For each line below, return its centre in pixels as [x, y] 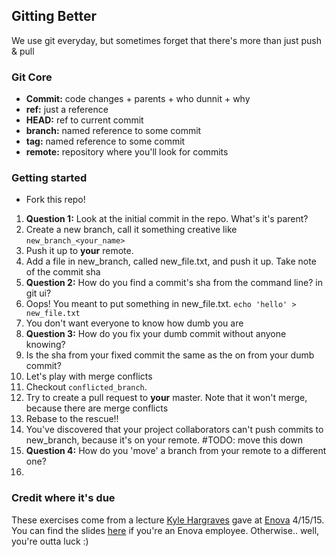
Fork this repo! [55, 200]
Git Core [32, 77]
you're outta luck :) [50, 541]
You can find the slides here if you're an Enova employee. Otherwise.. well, [165, 530]
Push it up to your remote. [79, 251]
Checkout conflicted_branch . [86, 387]
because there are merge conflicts [97, 408]
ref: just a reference [67, 110]
